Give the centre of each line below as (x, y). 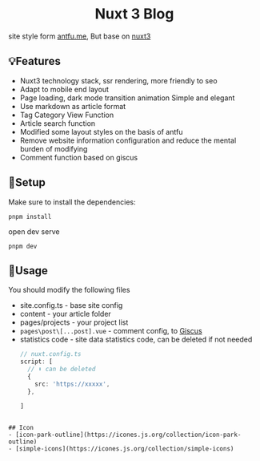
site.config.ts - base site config (71, 305)
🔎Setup (27, 182)
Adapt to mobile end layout (64, 89)
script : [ (36, 362)
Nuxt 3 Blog (134, 14)
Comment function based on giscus (79, 157)
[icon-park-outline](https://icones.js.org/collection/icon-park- (128, 435)
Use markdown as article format (73, 106)
